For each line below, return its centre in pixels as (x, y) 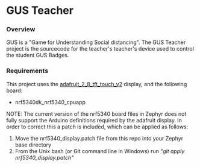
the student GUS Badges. (38, 55)
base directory (33, 145)
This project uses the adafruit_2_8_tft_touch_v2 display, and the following (97, 84)
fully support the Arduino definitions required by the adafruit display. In (94, 120)
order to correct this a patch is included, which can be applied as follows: (97, 127)
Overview (21, 30)
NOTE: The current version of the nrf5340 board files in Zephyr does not (96, 114)
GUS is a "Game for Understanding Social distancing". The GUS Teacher (96, 42)
